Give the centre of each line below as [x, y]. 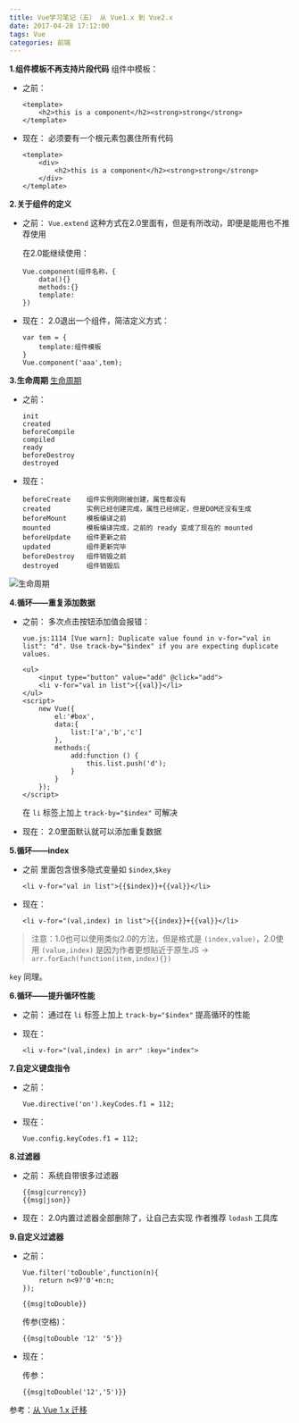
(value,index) [67, 951]
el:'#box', [75, 717]
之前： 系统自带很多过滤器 [70, 1176]
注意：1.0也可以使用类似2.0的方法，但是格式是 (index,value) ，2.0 [154, 939]
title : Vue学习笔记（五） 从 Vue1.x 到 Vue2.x [91, 17]
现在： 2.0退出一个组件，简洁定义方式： [96, 321]
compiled [38, 440]
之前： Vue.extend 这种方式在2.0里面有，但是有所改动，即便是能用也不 [152, 223]
